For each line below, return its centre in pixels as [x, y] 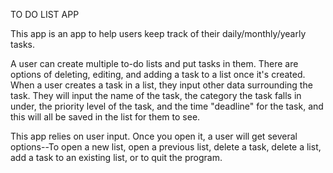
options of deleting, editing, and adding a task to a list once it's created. [158, 74]
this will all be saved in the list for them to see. [105, 117]
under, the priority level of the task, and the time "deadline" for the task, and [167, 106]
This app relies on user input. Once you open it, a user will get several [154, 136]
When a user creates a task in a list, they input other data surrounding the [161, 85]
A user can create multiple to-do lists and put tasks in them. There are [154, 63]
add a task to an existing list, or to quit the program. [116, 157]
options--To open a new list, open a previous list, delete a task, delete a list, [166, 147]
